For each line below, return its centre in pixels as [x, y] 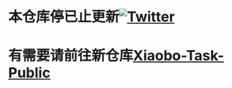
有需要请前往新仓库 [71, 56]
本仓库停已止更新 [64, 17]
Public [29, 73]
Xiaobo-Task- [179, 56]
